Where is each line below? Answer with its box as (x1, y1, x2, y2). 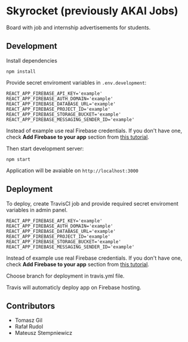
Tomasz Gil (14, 317, 43, 324)
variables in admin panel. (6, 206, 68, 213)
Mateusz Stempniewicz (14, 329, 73, 337)
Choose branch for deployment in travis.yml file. (6, 272, 125, 279)
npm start (6, 156, 31, 162)
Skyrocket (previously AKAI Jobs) (6, 4, 178, 18)
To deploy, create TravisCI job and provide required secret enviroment (6, 200, 179, 207)
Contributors (6, 301, 56, 311)
